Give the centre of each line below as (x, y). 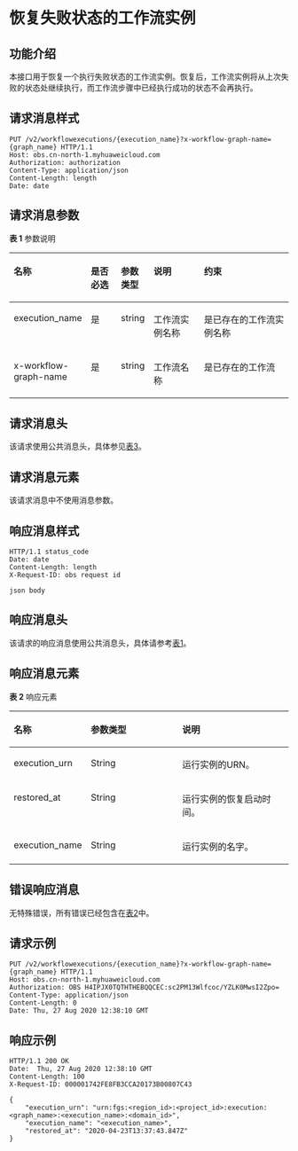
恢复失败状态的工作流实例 (103, 18)
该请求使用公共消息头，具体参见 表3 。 (78, 446)
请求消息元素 (44, 477)
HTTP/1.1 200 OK (39, 1061)
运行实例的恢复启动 (222, 799)
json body (27, 591)
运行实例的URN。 (218, 764)
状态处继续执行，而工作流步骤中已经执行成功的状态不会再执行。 (141, 88)
